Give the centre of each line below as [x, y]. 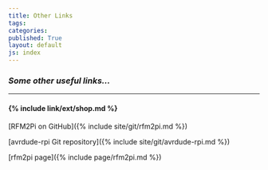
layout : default [35, 45]
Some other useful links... [59, 81]
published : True [35, 38]
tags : [17, 23]
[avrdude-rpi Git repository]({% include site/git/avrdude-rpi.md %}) [119, 141]
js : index [25, 53]
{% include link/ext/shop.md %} [63, 108]
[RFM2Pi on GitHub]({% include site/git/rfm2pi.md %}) [98, 126]
